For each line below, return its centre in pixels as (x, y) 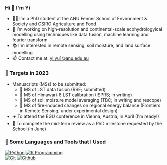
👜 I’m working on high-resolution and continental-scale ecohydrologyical (87, 29)
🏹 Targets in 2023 (27, 73)
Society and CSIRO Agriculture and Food (54, 24)
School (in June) (29, 129)
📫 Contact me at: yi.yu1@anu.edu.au (50, 58)
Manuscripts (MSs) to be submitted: (49, 84)
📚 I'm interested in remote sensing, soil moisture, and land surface (81, 46)
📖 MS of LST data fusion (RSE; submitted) (63, 89)
